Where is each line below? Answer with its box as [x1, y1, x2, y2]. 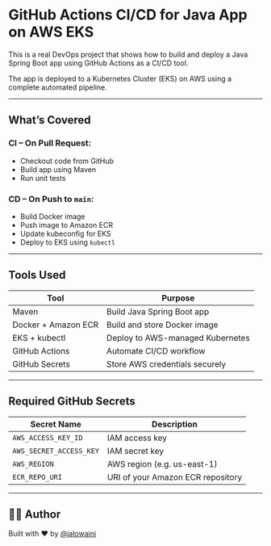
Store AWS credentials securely [106, 358, 227, 369]
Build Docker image [19, 212, 86, 221]
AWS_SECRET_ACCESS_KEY [12, 446, 99, 456]
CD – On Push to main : [8, 193, 94, 204]
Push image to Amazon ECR [19, 220, 114, 229]
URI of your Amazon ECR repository [106, 471, 243, 482]
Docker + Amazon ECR [12, 319, 99, 330]
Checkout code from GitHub [19, 156, 115, 166]
